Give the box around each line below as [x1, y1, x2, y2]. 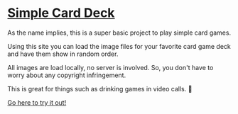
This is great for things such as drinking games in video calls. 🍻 [7, 84, 193, 93]
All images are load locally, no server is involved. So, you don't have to [7, 63, 214, 72]
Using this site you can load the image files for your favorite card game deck [7, 42, 231, 50]
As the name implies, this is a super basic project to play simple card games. [7, 28, 232, 37]
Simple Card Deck [7, 5, 115, 21]
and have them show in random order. [7, 50, 119, 58]
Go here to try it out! [7, 98, 67, 107]
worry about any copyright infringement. [7, 71, 126, 79]
